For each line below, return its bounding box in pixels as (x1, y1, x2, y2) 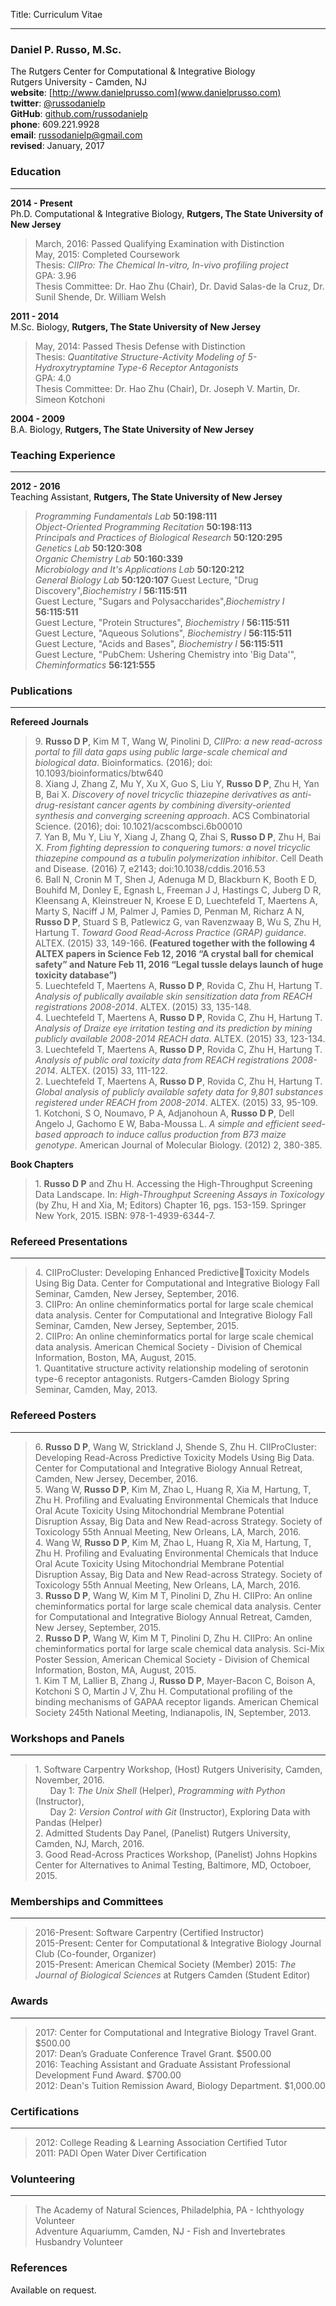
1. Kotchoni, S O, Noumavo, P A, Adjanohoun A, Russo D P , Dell (34, 1107, 295, 1119)
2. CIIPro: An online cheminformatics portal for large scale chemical (34, 1330, 314, 1343)
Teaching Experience (10, 448, 116, 462)
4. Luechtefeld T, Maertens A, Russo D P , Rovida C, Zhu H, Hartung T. (34, 1012, 323, 1024)
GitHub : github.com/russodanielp (10, 108, 148, 120)
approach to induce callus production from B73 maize (63, 1129, 287, 1141)
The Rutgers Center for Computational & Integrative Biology (10, 65, 256, 78)
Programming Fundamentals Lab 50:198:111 (34, 510, 217, 522)
